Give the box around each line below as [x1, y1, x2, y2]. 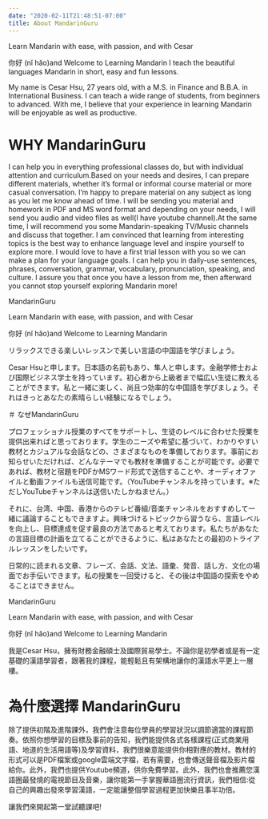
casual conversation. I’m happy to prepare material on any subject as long [8, 187, 252, 197]
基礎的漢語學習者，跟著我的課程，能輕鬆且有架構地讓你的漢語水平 [8, 656, 226, 665]
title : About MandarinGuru [8, 19, 98, 27]
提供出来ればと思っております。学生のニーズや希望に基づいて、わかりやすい [8, 437, 258, 447]
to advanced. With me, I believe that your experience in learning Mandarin [8, 99, 252, 109]
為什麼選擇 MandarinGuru [8, 697, 182, 715]
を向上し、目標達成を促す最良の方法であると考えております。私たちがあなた [8, 524, 260, 533]
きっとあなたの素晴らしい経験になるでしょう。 [22, 393, 176, 403]
